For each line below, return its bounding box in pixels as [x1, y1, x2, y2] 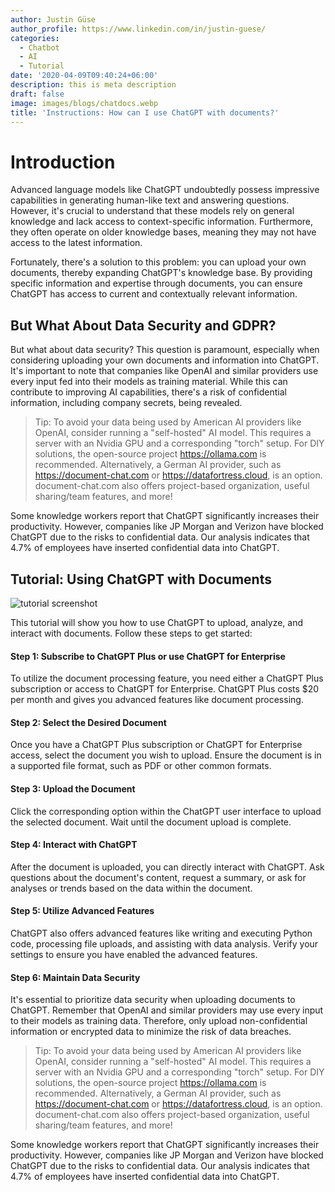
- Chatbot [19, 42, 60, 53]
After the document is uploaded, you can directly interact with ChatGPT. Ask [10, 861, 325, 873]
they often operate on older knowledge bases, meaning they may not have [10, 226, 317, 238]
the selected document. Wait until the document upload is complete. [10, 816, 292, 828]
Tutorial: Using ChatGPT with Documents [10, 571, 272, 588]
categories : [10, 33, 60, 43]
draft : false [10, 89, 65, 99]
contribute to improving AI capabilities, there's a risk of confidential [10, 386, 287, 398]
